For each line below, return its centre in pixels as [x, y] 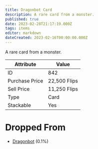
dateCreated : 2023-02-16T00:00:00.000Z [47, 38]
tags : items [17, 28]
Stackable [19, 105]
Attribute [25, 64]
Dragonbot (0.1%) [30, 141]
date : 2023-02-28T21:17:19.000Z [39, 24]
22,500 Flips [63, 80]
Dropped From [35, 127]
